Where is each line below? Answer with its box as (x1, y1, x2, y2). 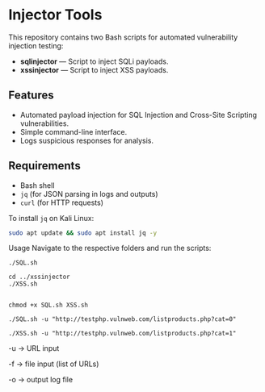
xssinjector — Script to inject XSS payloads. (19, 65, 169, 74)
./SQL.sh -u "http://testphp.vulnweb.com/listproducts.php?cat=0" (8, 315, 237, 323)
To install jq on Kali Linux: (8, 213, 95, 223)
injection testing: (8, 40, 64, 50)
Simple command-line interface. (19, 127, 128, 136)
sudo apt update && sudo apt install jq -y (8, 228, 158, 237)
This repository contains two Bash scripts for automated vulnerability (8, 32, 238, 42)
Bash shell (19, 180, 55, 190)
